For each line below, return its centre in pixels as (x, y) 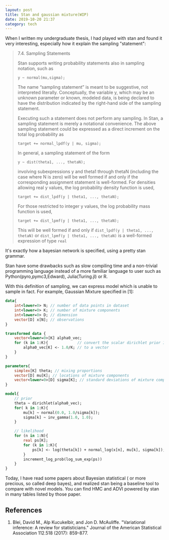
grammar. (15, 256)
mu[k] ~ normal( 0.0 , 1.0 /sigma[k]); (62, 412)
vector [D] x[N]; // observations (49, 320)
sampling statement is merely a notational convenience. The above (87, 124)
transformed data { (26, 333)
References (24, 510)
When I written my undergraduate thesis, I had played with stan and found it (84, 38)
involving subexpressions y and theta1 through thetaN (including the (88, 171)
